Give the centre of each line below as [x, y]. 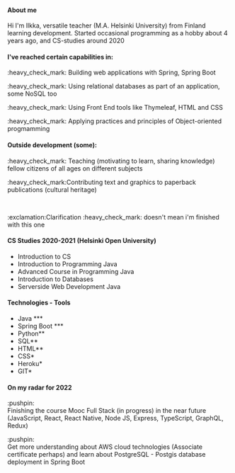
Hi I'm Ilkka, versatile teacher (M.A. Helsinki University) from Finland [107, 25]
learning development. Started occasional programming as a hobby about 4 [117, 33]
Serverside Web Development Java [69, 286]
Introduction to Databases [56, 279]
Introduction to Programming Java [68, 264]
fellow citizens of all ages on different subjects [75, 168]
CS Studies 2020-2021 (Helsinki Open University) [82, 241]
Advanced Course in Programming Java [76, 271]
